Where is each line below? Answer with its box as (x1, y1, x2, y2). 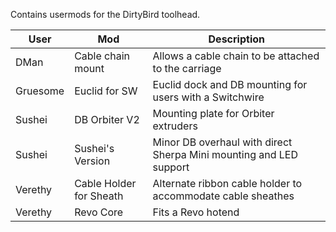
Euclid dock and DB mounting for (152, 78, 308, 91)
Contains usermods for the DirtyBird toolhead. (10, 9, 201, 20)
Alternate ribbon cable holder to (152, 177, 303, 190)
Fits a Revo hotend (152, 205, 240, 219)
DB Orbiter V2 (74, 113, 140, 126)
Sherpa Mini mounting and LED (152, 148, 298, 161)
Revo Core (74, 205, 124, 219)
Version (74, 154, 111, 168)
